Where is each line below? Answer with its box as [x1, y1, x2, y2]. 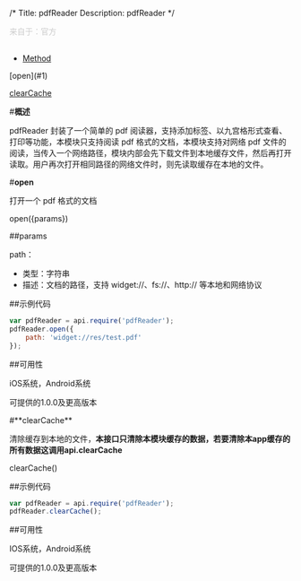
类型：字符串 [21, 268, 70, 279]
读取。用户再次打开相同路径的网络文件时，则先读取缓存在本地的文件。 [9, 159, 269, 169]
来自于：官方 [9, 26, 56, 37]
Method [21, 53, 52, 64]
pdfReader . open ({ [9, 325, 74, 334]
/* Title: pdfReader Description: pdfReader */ [9, 8, 175, 18]
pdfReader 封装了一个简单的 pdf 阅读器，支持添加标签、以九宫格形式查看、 [9, 126, 288, 135]
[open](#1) [9, 71, 48, 81]
